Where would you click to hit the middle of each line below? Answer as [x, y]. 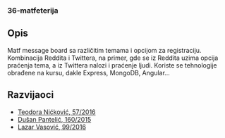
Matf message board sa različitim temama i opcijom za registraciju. [104, 50]
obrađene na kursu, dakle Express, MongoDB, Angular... [89, 73]
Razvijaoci [31, 95]
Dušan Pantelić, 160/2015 [54, 119]
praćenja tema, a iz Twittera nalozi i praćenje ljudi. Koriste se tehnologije [112, 65]
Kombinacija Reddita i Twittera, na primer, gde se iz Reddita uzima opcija [113, 58]
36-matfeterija [33, 11]
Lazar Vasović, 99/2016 [52, 127]
